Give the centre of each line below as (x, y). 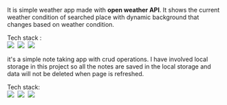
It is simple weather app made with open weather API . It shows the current (113, 10)
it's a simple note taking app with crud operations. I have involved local (108, 59)
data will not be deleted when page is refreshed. (76, 74)
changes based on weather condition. (61, 24)
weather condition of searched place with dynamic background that (103, 17)
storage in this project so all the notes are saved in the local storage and (109, 67)
